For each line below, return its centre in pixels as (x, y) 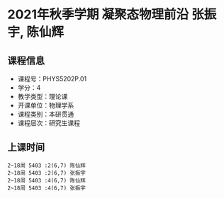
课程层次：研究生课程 (49, 123)
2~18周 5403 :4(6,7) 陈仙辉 (47, 180)
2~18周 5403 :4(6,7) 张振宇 (47, 188)
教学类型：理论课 (43, 97)
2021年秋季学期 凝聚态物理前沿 (98, 14)
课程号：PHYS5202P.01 (52, 79)
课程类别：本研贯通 (46, 114)
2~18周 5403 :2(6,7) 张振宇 (47, 173)
